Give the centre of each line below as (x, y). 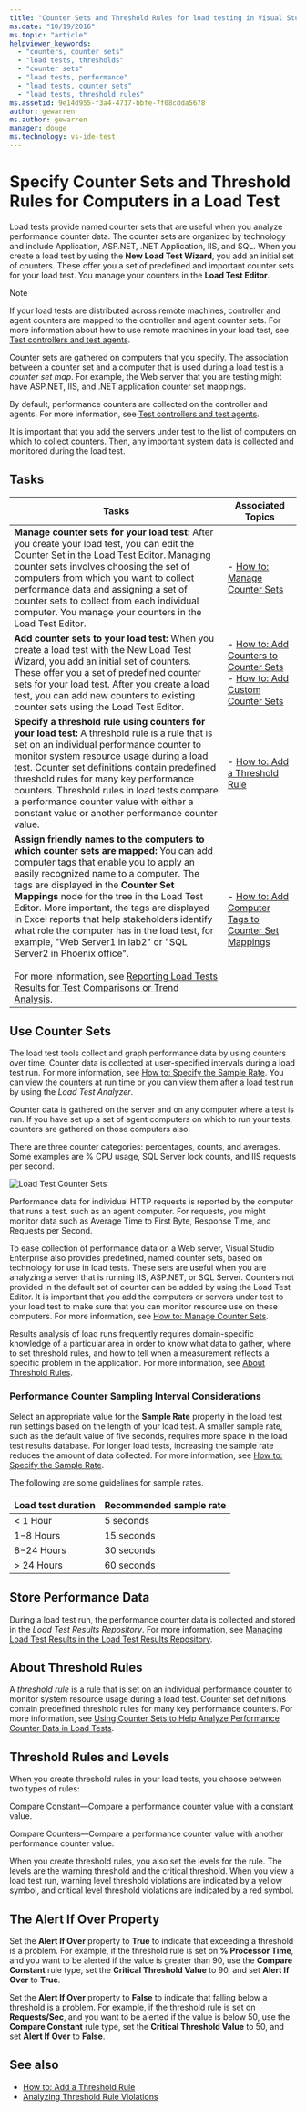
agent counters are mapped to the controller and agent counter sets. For (145, 320)
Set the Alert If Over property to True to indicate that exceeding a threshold (152, 1940)
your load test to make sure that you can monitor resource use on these (143, 1307)
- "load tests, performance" (73, 78)
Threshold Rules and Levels (90, 1757)
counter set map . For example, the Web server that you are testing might (146, 376)
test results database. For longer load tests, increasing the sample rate (142, 1445)
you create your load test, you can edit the (104, 543)
